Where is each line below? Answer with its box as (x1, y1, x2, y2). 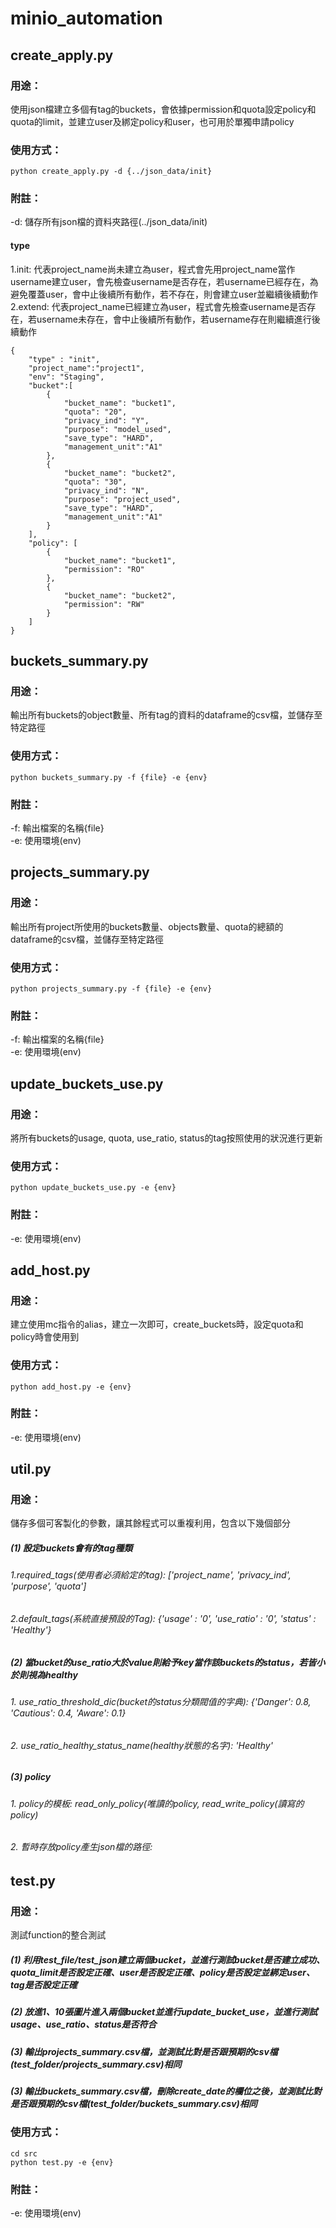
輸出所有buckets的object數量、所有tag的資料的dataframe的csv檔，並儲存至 (10, 709, 323, 721)
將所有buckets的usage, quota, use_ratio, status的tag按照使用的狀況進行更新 (10, 1132, 323, 1144)
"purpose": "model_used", (63, 424, 172, 434)
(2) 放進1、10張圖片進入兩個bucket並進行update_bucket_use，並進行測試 (10, 2006, 318, 2018)
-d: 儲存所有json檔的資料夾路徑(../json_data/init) (10, 216, 208, 228)
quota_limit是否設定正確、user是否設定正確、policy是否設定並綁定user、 (10, 1966, 315, 1978)
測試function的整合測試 (10, 1929, 107, 1941)
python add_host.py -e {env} (10, 1382, 132, 1392)
